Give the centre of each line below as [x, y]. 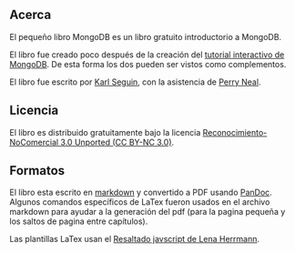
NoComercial [34, 142]
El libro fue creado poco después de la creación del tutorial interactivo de [147, 55]
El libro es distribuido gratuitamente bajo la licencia [105, 132]
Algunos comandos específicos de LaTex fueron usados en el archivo [140, 202]
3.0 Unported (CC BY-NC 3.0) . [117, 142]
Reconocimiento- [235, 132]
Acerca [31, 15]
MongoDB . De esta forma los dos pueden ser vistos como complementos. [148, 64]
